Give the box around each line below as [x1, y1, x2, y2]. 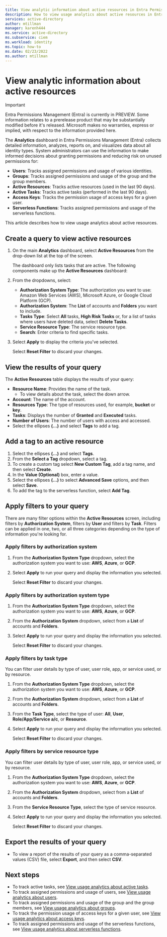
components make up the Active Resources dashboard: [12, 268, 128, 274]
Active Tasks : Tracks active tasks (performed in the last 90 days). [12, 189, 148, 195]
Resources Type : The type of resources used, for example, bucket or [12, 402, 156, 408]
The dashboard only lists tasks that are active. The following [12, 262, 136, 269]
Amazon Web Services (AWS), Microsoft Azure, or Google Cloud [19, 292, 152, 299]
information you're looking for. [5, 531, 67, 537]
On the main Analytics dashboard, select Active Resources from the [12, 247, 154, 254]
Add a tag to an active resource [5, 437, 104, 446]
